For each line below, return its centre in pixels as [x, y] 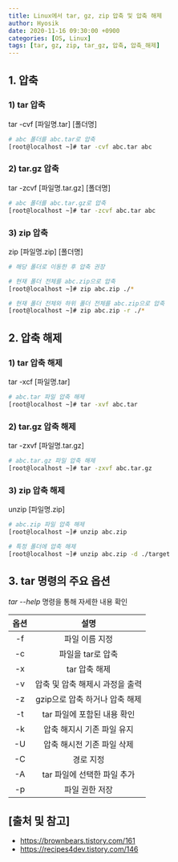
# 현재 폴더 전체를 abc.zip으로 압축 [62, 281]
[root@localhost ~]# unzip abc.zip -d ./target [89, 554]
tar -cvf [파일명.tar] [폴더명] [53, 124]
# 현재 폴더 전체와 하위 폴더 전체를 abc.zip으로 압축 [87, 303]
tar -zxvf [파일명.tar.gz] [46, 446]
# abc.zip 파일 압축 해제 [47, 525]
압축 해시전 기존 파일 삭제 [89, 745]
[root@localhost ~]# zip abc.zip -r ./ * [77, 311]
